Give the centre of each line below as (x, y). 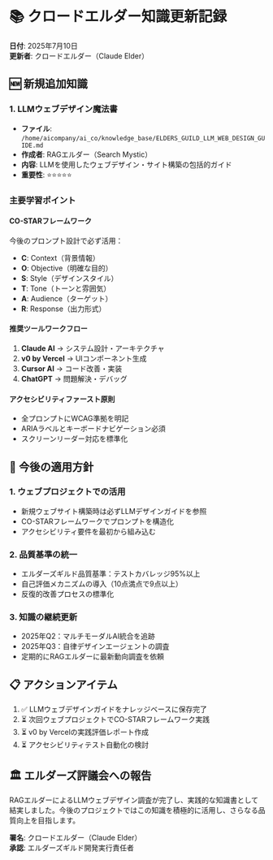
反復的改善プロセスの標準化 (67, 594)
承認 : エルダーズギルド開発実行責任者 (72, 848)
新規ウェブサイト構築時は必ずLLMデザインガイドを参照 (114, 511)
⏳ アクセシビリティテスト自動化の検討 (85, 745)
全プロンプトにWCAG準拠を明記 (75, 418)
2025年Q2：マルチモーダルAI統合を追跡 (88, 636)
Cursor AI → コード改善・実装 (71, 368)
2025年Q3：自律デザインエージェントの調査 (95, 646)
